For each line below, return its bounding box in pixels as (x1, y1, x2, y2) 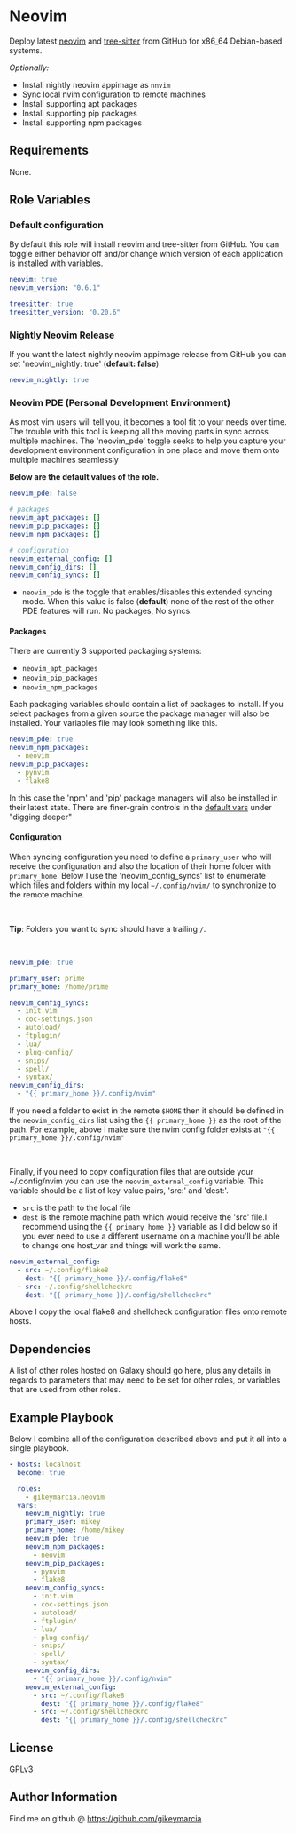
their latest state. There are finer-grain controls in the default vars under (9, 801, 272, 812)
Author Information (9, 1789, 118, 1805)
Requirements (9, 143, 89, 158)
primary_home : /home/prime (9, 982, 109, 992)
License (9, 1740, 54, 1756)
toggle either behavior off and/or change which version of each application (9, 249, 284, 259)
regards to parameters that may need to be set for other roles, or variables (9, 1375, 281, 1385)
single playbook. (9, 1443, 69, 1454)
